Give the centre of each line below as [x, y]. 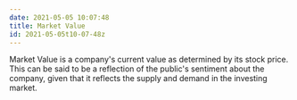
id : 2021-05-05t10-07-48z [57, 34]
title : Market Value [48, 26]
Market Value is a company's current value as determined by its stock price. [149, 60]
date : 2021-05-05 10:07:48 [59, 17]
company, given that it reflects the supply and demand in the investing [138, 79]
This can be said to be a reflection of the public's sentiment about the [137, 69]
